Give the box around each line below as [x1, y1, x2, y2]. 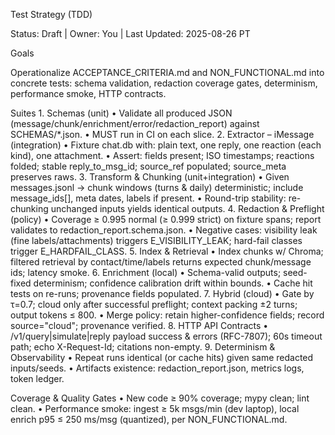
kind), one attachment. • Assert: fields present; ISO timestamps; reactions [10, 150, 315, 161]
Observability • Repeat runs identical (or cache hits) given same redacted [10, 352, 314, 363]
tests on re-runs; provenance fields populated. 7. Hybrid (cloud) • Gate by [10, 288, 315, 299]
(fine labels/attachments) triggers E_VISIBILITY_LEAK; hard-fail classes [10, 235, 303, 246]
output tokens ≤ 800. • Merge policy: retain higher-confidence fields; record [10, 309, 325, 321]
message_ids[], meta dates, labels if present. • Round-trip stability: [10, 192, 287, 204]
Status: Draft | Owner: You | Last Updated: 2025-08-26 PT [10, 28, 251, 39]
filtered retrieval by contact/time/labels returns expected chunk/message [10, 256, 312, 268]
